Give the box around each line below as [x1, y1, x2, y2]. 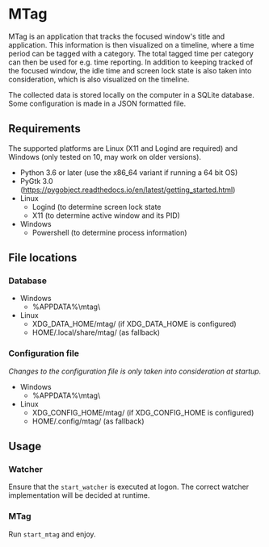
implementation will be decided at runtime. [8, 491, 150, 500]
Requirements [8, 122, 81, 136]
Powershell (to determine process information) [32, 228, 187, 237]
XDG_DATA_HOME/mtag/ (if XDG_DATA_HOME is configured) [32, 319, 237, 329]
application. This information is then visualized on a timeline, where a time [8, 40, 254, 49]
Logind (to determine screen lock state [32, 202, 162, 211]
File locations [8, 251, 78, 265]
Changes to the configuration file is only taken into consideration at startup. [8, 366, 262, 376]
